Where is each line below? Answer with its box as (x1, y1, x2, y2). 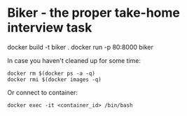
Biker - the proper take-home (7, 5, 181, 21)
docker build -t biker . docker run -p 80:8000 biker (7, 43, 154, 51)
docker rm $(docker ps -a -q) (7, 70, 96, 77)
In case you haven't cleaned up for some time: (7, 56, 141, 64)
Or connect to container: (7, 88, 78, 96)
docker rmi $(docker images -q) (7, 75, 102, 83)
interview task (7, 20, 92, 36)
